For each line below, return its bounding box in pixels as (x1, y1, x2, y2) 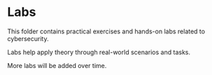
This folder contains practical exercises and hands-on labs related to (7, 27, 205, 35)
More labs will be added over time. (7, 61, 107, 69)
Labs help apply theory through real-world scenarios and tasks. (7, 48, 191, 56)
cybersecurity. (7, 34, 49, 42)
